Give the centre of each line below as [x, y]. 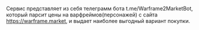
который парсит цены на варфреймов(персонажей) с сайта [82, 15]
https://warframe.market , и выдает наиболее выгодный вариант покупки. [98, 21]
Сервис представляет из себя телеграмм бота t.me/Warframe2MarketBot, [99, 9]
